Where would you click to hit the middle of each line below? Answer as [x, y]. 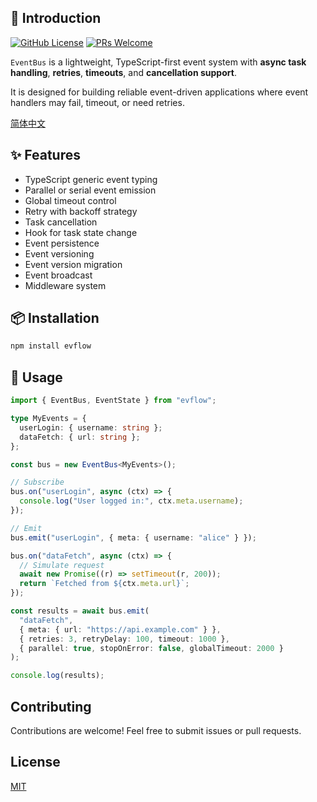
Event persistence [62, 243]
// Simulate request [62, 565]
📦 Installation [55, 318]
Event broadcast [58, 275]
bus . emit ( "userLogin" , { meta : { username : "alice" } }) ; [133, 537]
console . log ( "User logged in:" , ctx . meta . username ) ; [131, 501]
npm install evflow [51, 346]
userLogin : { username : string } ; [91, 427]
